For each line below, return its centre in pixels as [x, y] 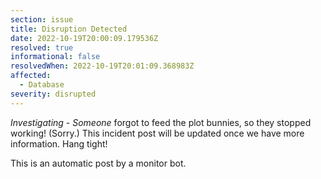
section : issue [42, 19]
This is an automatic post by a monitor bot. [98, 163]
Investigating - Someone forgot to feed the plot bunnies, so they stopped [161, 122]
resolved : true [42, 47]
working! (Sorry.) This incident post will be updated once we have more [157, 133]
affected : [31, 76]
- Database [42, 85]
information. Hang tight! [59, 143]
